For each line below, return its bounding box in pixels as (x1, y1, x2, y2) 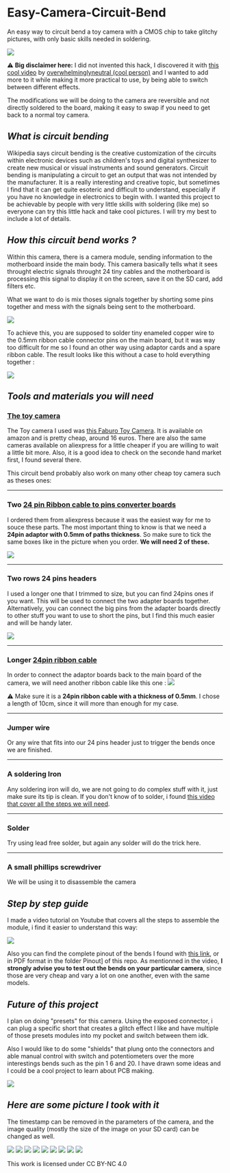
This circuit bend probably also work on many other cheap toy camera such (7, 469, 221, 478)
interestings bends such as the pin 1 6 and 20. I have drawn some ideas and (7, 1059, 221, 1067)
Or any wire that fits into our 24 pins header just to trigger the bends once (7, 739, 216, 747)
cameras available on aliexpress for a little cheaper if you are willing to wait (7, 441, 219, 450)
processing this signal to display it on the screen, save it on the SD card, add (7, 275, 223, 283)
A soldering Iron (7, 769, 62, 779)
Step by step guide (7, 898, 89, 909)
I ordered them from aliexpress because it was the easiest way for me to (7, 515, 211, 524)
